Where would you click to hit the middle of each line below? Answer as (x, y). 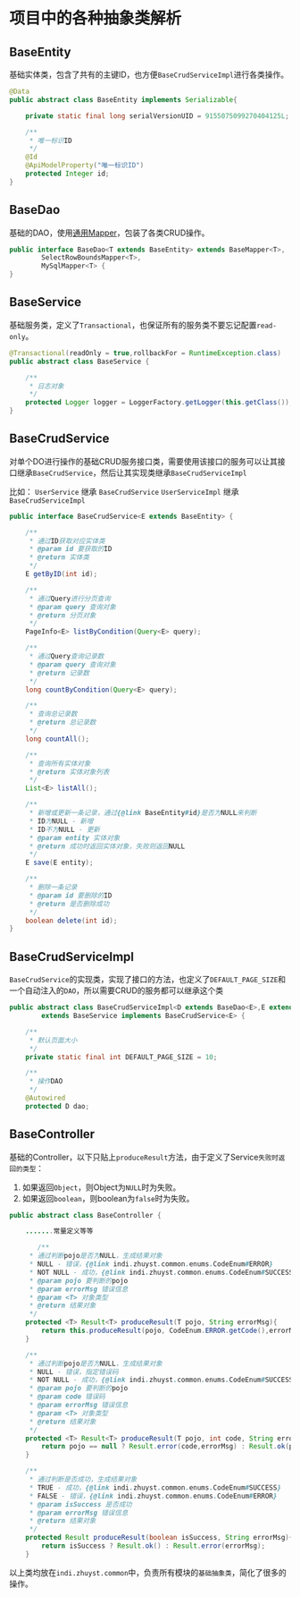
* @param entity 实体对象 (75, 837)
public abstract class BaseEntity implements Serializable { (124, 99)
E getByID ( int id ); (62, 574)
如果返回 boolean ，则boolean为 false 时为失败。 (108, 1198)
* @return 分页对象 (62, 615)
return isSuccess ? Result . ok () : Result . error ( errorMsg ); (154, 1546)
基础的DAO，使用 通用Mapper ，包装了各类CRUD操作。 (109, 233)
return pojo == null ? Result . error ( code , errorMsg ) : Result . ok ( (166, 1447)
